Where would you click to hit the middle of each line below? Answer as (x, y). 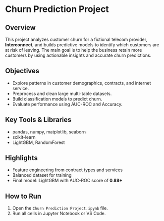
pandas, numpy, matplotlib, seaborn (49, 132)
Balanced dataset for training (42, 175)
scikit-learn (24, 137)
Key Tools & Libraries (38, 120)
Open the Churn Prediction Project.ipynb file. (60, 208)
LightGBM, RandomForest (39, 142)
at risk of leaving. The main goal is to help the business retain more (74, 50)
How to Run (23, 196)
